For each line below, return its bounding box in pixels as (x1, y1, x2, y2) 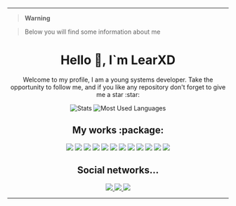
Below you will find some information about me (24, 27, 161, 36)
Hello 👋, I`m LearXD (60, 52, 176, 68)
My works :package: (72, 124, 164, 136)
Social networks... (77, 165, 159, 176)
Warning (24, 14, 51, 22)
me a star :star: (96, 90, 140, 98)
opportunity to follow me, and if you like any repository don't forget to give (10, 82, 226, 91)
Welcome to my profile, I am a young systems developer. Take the (22, 75, 214, 84)
